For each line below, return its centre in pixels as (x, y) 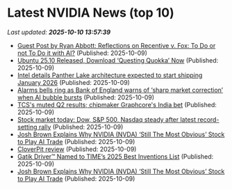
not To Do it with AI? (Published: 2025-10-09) (82, 53)
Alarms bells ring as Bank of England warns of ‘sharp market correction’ (120, 90)
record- (208, 119)
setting (27, 127)
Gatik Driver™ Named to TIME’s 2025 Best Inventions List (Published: (115, 156)
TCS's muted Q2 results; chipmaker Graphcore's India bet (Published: (117, 104)
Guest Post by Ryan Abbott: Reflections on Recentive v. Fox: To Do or (116, 45)
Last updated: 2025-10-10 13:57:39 (59, 32)
